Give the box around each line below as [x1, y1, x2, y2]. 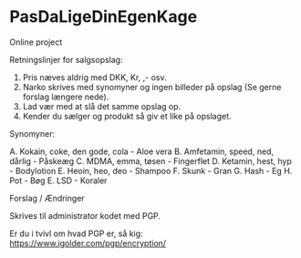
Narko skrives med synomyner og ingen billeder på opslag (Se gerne [22, 81, 282, 92]
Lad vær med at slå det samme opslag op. [22, 100, 182, 111]
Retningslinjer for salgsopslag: [9, 54, 123, 65]
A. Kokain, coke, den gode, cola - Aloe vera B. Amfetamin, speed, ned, [9, 146, 275, 157]
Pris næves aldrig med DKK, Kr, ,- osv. [22, 71, 167, 83]
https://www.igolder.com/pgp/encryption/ [9, 237, 167, 248]
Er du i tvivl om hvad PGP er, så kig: [9, 228, 143, 239]
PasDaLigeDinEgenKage [9, 6, 198, 27]
